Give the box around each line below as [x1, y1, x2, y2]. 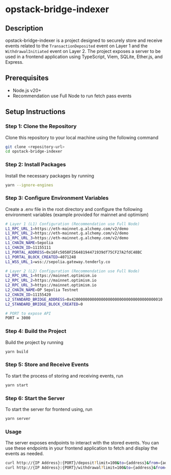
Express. [5, 59, 24, 65]
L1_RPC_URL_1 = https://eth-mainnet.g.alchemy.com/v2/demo [5, 226, 129, 231]
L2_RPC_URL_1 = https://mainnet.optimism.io [5, 273, 97, 278]
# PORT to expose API [5, 311, 51, 316]
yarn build [5, 349, 28, 354]
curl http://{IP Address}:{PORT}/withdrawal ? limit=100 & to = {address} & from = [5, 465, 167, 470]
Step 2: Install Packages [5, 161, 66, 168]
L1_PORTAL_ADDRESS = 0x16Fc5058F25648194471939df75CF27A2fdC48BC [5, 250, 142, 255]
